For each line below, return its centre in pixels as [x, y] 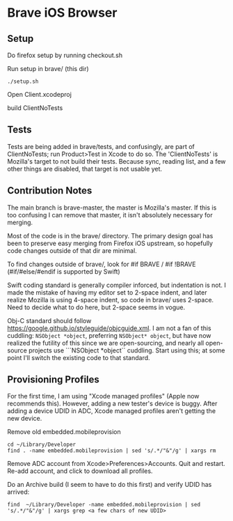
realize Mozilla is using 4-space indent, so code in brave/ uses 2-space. [111, 300]
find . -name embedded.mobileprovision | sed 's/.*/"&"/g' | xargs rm [112, 451]
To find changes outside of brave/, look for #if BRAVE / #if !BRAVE [102, 264]
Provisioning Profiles [53, 380]
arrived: [18, 492]
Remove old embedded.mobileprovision [64, 432]
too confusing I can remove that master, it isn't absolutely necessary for [110, 215]
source [17, 350]
